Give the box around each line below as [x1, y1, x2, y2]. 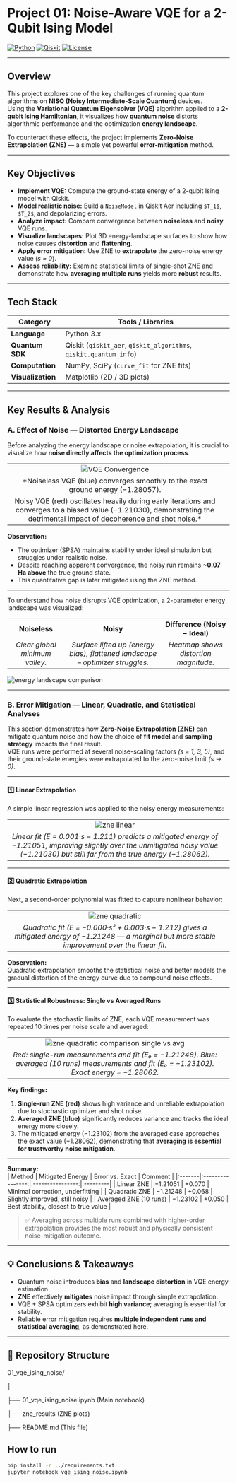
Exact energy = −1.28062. [71, 1067, 159, 1077]
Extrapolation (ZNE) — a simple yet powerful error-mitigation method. [7, 140, 214, 149]
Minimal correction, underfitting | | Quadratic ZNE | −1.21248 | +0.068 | [7, 1187, 213, 1195]
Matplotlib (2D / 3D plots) [65, 373, 150, 382]
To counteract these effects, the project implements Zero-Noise [7, 133, 194, 141]
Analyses [7, 708, 41, 718]
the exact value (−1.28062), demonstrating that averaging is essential [17, 1137, 222, 1145]
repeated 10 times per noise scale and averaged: [7, 1022, 150, 1031]
